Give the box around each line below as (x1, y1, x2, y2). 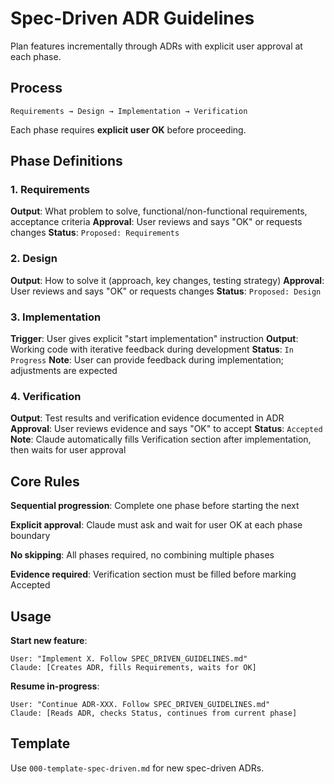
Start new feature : (10, 634, 88, 646)
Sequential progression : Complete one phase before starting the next (10, 500, 300, 512)
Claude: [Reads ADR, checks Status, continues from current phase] (10, 708, 298, 718)
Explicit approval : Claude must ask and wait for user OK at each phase (10, 519, 303, 531)
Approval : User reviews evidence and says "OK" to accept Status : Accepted (10, 423, 323, 435)
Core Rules (10, 473, 80, 490)
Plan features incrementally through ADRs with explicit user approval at (10, 40, 303, 52)
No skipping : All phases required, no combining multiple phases (10, 549, 275, 561)
